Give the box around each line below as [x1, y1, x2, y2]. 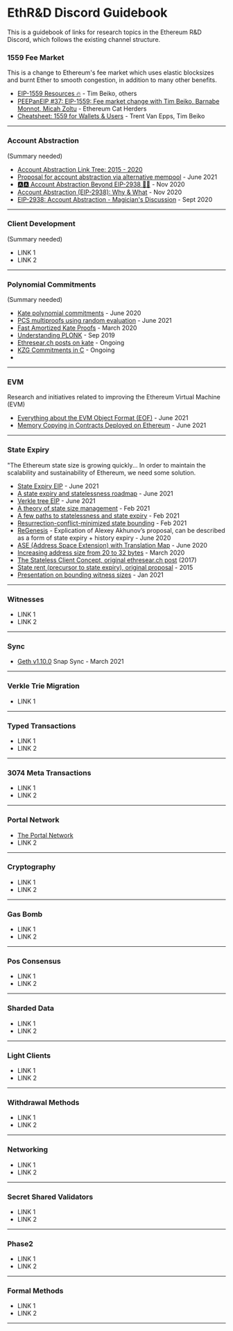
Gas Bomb [7, 909, 43, 919]
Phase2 [7, 1238, 33, 1248]
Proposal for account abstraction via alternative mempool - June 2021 [17, 173, 217, 181]
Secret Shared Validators [7, 1192, 94, 1202]
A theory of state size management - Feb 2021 [17, 504, 150, 512]
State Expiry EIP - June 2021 [17, 481, 99, 490]
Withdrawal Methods [7, 1097, 80, 1107]
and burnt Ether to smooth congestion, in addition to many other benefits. [7, 76, 217, 84]
